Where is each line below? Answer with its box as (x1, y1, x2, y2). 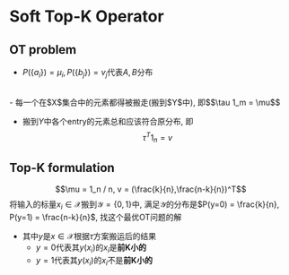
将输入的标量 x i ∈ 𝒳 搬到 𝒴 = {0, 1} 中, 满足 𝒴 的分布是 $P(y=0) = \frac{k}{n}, (9, 199, 280, 211)
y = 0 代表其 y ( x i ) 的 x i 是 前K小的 (35, 242, 147, 254)
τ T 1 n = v (142, 130, 173, 145)
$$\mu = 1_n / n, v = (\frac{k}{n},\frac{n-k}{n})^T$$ (55, 184, 247, 194)
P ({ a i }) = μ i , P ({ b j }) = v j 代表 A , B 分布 (22, 67, 153, 80)
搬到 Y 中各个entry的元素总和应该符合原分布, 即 (22, 116, 194, 126)
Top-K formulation (9, 159, 115, 176)
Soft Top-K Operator (9, 6, 164, 27)
